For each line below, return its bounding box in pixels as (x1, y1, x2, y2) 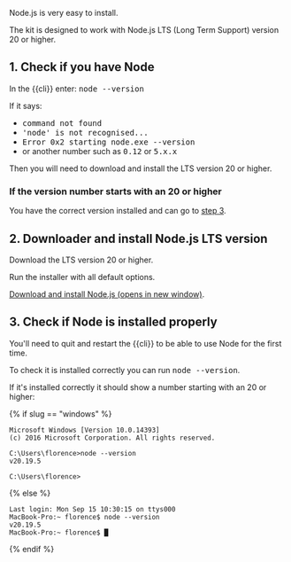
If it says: (9, 100, 42, 111)
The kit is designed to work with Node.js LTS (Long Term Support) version (9, 25, 280, 35)
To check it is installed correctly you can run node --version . (9, 364, 241, 375)
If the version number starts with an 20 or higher (9, 185, 223, 198)
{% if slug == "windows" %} (9, 408, 112, 419)
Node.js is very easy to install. (9, 8, 119, 18)
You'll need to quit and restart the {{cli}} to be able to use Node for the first (9, 338, 282, 348)
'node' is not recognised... (21, 128, 149, 137)
